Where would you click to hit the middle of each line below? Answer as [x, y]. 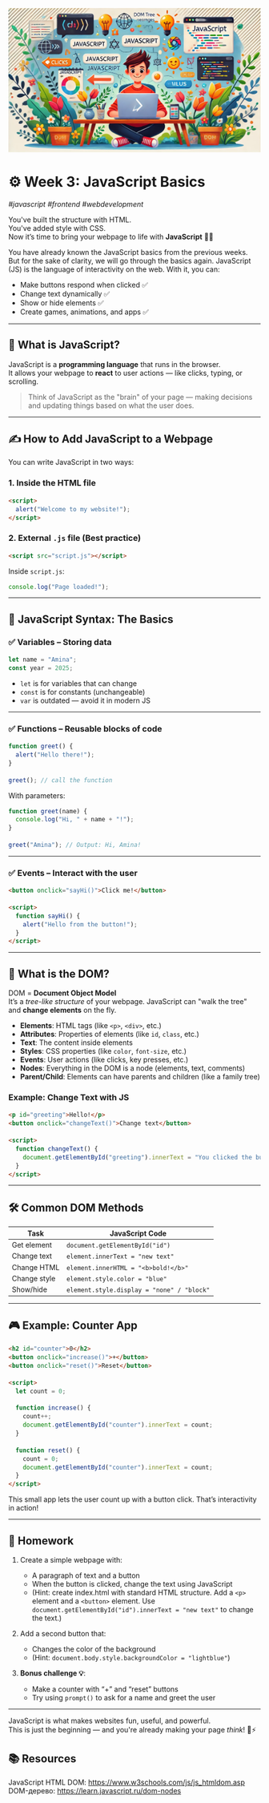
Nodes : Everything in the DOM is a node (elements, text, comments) [132, 1068]
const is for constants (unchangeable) [82, 692]
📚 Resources [42, 1759]
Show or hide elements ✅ [62, 303]
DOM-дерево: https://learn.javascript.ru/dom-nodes [95, 1790]
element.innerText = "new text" [120, 1257]
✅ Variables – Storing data [60, 642]
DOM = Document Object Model [62, 993]
